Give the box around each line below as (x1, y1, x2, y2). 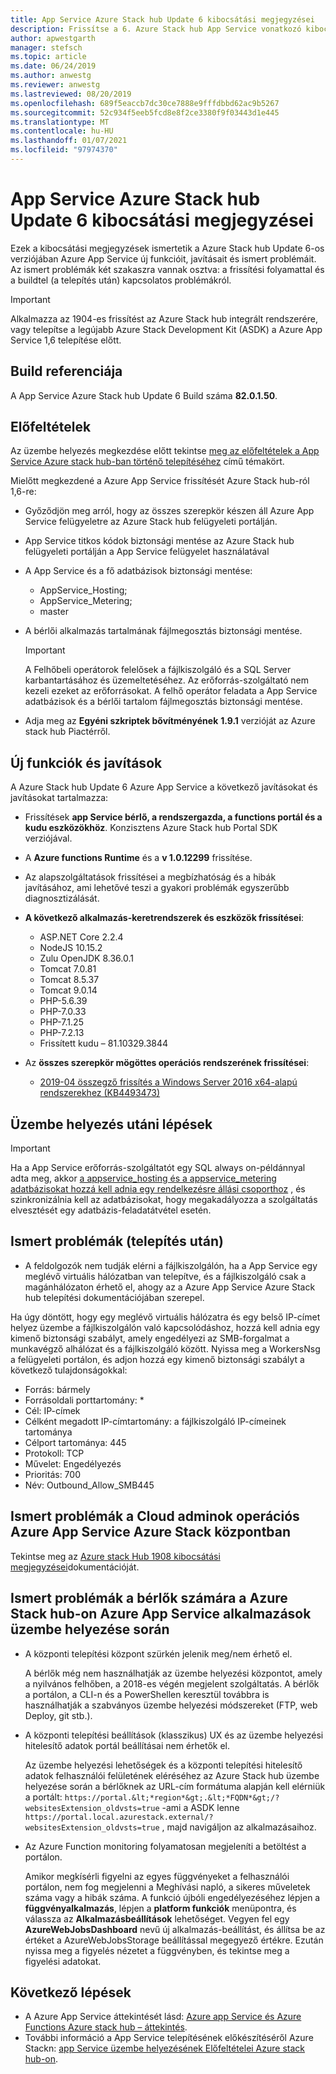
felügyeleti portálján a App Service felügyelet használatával (24, 546, 270, 558)
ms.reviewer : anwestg (10, 80, 101, 90)
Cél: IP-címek (24, 1404, 81, 1416)
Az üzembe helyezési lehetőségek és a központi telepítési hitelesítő (24, 1759, 303, 1771)
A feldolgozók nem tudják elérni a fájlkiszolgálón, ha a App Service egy (24, 1259, 318, 1271)
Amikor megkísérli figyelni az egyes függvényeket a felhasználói (24, 1870, 290, 1882)
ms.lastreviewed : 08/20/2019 (10, 89, 132, 99)
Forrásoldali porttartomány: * (24, 1394, 145, 1406)
